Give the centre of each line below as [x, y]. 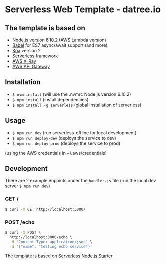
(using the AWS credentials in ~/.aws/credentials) [56, 153]
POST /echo [20, 222]
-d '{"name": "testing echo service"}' [51, 246]
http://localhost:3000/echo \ [41, 237]
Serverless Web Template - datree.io [83, 9]
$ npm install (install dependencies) [50, 99]
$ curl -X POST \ [23, 232]
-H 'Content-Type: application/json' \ [51, 242]
